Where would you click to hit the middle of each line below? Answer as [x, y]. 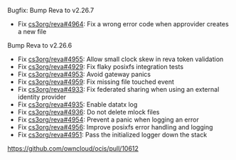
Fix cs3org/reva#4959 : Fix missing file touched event [96, 82]
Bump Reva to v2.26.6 [40, 45]
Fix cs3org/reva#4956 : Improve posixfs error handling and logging [115, 127]
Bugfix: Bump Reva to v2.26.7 [51, 10]
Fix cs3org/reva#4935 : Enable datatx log [77, 105]
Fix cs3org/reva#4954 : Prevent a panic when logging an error [108, 119]
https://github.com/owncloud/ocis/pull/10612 [73, 148]
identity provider [42, 97]
